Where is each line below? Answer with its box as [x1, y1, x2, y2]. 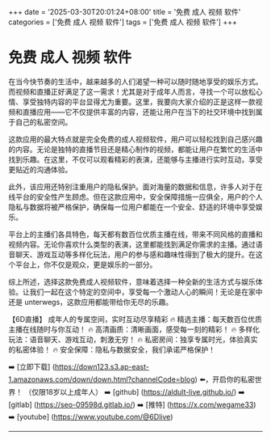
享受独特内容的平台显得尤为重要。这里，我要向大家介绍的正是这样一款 [22, 96, 256, 107]
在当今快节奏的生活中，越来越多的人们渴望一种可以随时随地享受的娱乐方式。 [8, 76, 263, 87]
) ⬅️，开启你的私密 [194, 374, 256, 384]
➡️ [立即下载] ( [8, 362, 55, 371]
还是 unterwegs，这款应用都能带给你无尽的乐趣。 [8, 297, 173, 307]
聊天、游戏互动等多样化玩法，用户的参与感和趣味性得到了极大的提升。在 [15, 249, 256, 259]
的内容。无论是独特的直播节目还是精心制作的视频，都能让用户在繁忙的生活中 [8, 144, 263, 154]
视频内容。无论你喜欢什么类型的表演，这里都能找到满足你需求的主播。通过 [8, 239, 256, 249]
